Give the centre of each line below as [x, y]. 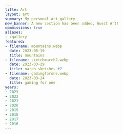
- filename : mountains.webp [34, 46]
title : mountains [27, 55]
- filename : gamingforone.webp [37, 74]
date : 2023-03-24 [27, 78]
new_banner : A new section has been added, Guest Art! [62, 23]
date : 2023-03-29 [27, 64]
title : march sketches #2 [36, 69]
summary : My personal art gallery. [41, 19]
